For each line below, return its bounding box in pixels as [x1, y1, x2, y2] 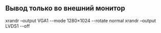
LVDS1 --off [5, 23, 30, 29]
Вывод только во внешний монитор [5, 4, 125, 13]
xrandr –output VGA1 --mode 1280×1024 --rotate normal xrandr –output [5, 17, 156, 23]
